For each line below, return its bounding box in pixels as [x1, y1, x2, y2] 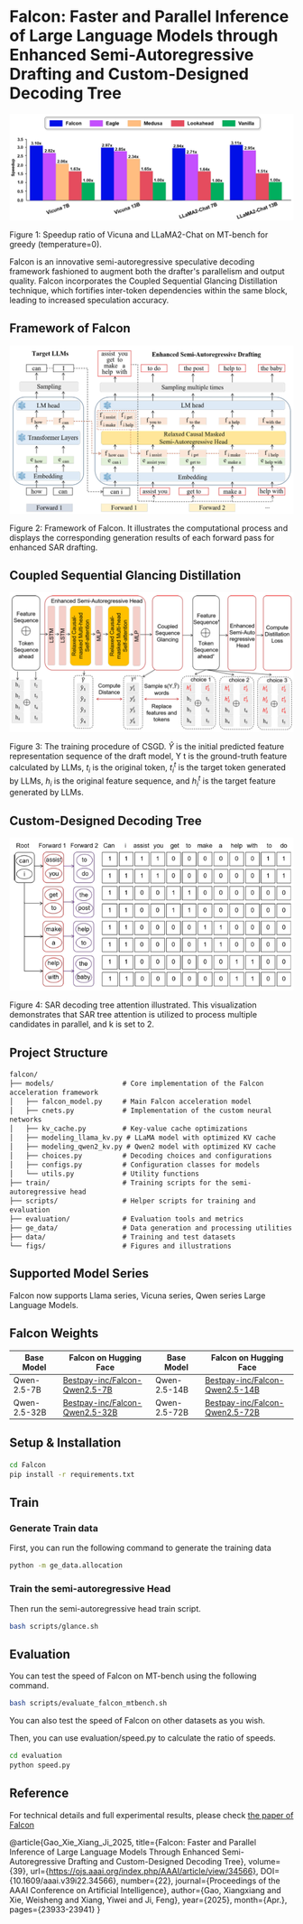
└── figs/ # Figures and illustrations [9, 1241, 232, 1250]
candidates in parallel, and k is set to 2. [9, 1018, 155, 1030]
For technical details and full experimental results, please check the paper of [9, 1809, 294, 1820]
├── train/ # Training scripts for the [9, 1178, 228, 1187]
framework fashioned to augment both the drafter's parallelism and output [9, 265, 286, 276]
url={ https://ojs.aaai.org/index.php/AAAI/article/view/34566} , [30, 1865, 259, 1876]
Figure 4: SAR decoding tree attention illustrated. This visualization [9, 999, 257, 1010]
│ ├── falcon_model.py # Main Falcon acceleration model [9, 1097, 252, 1106]
